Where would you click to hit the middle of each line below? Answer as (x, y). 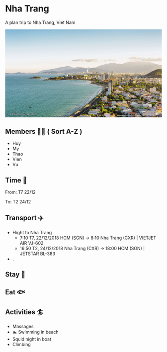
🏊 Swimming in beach (35, 332)
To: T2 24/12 (18, 202)
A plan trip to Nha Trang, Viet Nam (40, 22)
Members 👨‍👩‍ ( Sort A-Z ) (44, 132)
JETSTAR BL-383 (38, 254)
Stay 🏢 (15, 275)
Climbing (21, 345)
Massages (23, 327)
